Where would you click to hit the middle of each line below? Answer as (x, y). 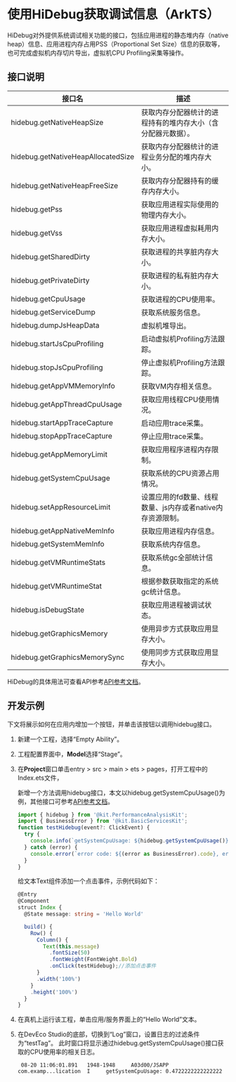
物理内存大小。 (166, 215)
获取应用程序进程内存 (176, 449)
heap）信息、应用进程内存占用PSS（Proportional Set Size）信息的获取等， (116, 44)
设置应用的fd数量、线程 (180, 497)
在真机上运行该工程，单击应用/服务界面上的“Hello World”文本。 (109, 1019)
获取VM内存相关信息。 (178, 386)
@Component (33, 901)
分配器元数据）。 (168, 133)
